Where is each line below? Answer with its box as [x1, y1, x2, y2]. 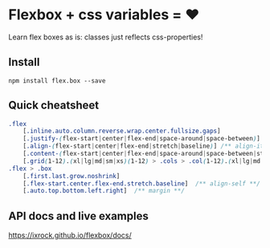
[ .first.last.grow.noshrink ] [22, 172, 121, 180]
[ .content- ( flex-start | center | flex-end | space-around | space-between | [22, 150, 257, 158]
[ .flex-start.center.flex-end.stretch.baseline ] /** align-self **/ [22, 179, 261, 188]
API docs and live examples [8, 209, 149, 222]
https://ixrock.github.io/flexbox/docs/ [8, 230, 133, 240]
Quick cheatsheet [8, 99, 100, 112]
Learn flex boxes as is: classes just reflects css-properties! [8, 32, 203, 42]
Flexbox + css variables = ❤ [8, 6, 200, 24]
